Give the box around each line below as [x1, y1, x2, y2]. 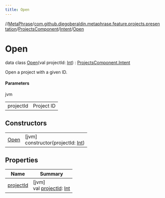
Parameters [5, 80, 29, 86]
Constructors [5, 119, 47, 128]
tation [5, 26, 17, 32]
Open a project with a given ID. [5, 69, 68, 75]
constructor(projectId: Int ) [25, 139, 85, 146]
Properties [5, 156, 38, 164]
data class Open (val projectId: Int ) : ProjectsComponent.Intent [5, 60, 131, 66]
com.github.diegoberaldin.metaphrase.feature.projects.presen [34, 21, 160, 27]
